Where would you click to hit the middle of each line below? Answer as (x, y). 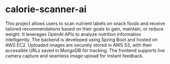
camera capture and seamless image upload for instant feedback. (75, 56)
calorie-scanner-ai (46, 9)
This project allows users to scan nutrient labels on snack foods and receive (85, 23)
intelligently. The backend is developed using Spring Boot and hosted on (81, 40)
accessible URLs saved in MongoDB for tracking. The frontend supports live (85, 50)
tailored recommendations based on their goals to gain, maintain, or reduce (84, 28)
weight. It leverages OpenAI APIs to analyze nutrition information (73, 34)
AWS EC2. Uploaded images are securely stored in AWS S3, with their (79, 45)
